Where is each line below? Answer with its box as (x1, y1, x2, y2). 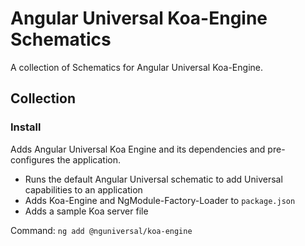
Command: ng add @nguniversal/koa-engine (10, 224, 193, 236)
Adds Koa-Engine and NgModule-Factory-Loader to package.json (24, 194, 296, 206)
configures (10, 153, 55, 166)
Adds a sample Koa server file (24, 205, 149, 217)
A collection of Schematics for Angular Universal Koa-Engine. (10, 61, 263, 73)
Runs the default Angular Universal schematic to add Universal (24, 173, 283, 185)
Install (10, 120, 42, 134)
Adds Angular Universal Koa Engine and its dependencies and (10, 143, 266, 155)
